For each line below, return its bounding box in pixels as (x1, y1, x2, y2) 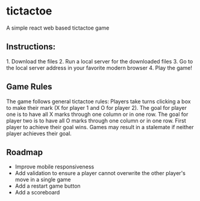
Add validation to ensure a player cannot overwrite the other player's (14, 170, 186, 177)
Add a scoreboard (14, 189, 60, 196)
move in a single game (14, 176, 71, 183)
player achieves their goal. (6, 130, 72, 137)
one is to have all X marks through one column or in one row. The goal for (6, 110, 189, 118)
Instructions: (6, 42, 56, 52)
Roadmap (6, 147, 43, 158)
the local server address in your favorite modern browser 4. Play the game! (6, 64, 193, 71)
